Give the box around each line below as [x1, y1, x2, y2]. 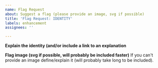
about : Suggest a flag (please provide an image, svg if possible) [5, 12, 145, 17]
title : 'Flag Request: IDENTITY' [5, 16, 73, 21]
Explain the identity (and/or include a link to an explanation [5, 43, 126, 49]
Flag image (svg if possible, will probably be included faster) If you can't [5, 52, 153, 58]
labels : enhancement [5, 20, 47, 26]
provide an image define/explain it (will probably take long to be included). [5, 57, 154, 63]
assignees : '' [5, 25, 34, 30]
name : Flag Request [5, 7, 45, 12]
